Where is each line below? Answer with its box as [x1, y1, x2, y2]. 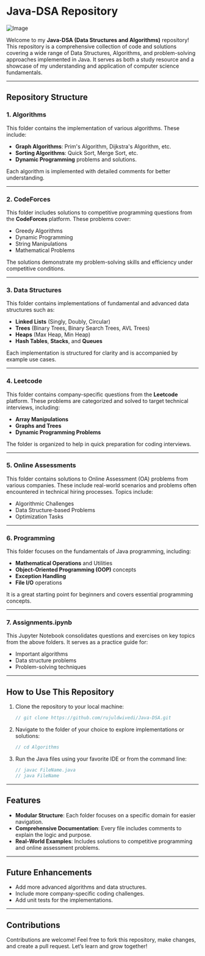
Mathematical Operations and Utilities [15, 560, 113, 567]
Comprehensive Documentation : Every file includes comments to [15, 824, 182, 831]
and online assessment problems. [15, 844, 100, 851]
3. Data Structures [6, 286, 62, 294]
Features [6, 795, 41, 806]
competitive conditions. [6, 264, 65, 272]
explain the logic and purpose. [15, 831, 92, 838]
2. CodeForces [6, 195, 51, 203]
